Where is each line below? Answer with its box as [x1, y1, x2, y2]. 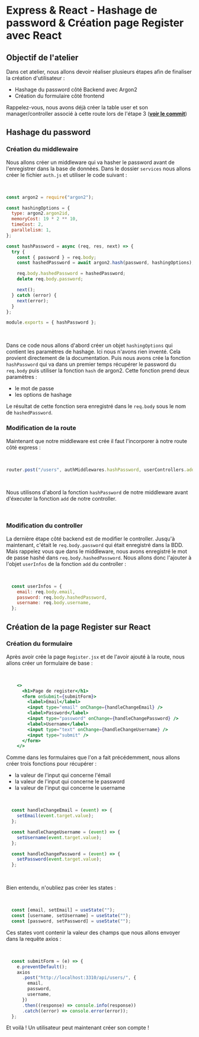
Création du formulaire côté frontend [14, 93, 105, 99]
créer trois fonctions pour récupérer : [6, 760, 97, 767]
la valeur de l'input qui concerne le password [14, 778, 125, 785]
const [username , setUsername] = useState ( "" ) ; [11, 913, 131, 919]
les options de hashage [14, 391, 72, 399]
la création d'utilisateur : [6, 75, 65, 81]
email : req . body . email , [17, 589, 76, 595]
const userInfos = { [11, 583, 62, 589]
